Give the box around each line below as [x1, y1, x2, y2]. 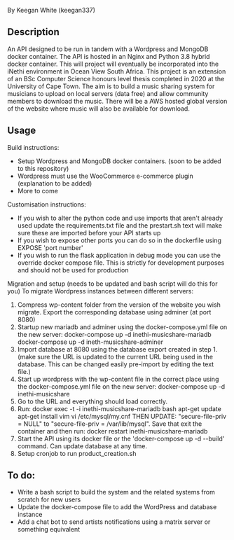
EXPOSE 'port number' [17, 243, 83, 251]
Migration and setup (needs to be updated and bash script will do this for [7, 279, 218, 288]
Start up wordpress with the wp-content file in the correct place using [17, 375, 219, 383]
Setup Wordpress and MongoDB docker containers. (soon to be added [17, 157, 222, 165]
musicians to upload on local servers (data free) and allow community [7, 89, 209, 97]
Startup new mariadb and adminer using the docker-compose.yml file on [17, 322, 228, 331]
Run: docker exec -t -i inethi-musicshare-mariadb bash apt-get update [17, 404, 222, 413]
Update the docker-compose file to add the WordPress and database [17, 503, 217, 511]
